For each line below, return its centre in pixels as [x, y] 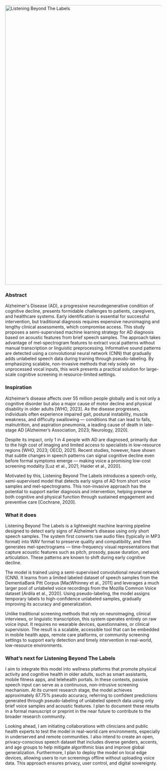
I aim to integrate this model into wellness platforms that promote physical [81, 669]
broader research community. [36, 717]
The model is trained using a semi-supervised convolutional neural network [83, 572]
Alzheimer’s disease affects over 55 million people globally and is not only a [83, 398]
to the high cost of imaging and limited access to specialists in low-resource [83, 445]
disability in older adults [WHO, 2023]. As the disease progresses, [73, 409]
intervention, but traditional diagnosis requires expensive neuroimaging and [83, 322]
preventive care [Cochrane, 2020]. [41, 502]
